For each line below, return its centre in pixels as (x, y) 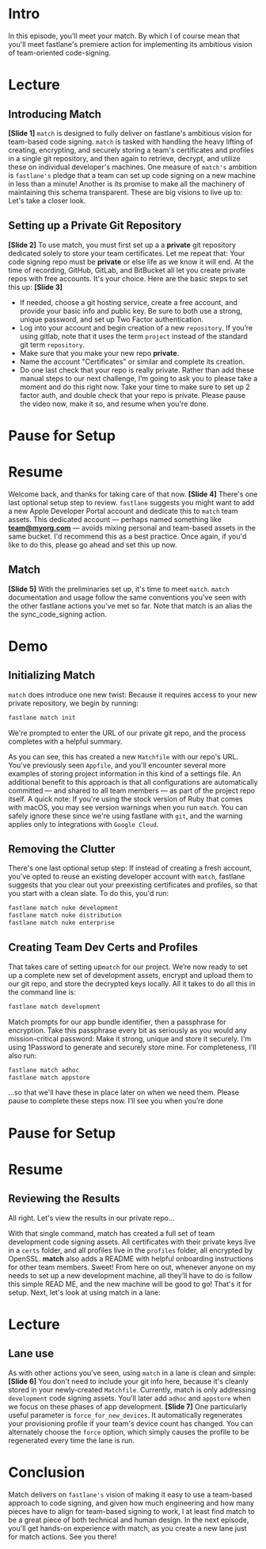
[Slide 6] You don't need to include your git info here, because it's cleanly (129, 1381)
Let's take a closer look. (47, 200)
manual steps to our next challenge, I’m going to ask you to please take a (139, 378)
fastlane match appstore (49, 1077)
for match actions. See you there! (63, 1536)
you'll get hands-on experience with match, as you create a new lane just (127, 1528)
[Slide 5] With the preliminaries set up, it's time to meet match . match (119, 589)
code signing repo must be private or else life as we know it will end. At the (131, 261)
